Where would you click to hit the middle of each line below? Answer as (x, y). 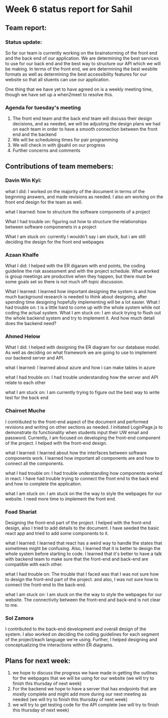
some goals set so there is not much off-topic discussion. (64, 282)
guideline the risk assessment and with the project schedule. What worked (82, 271)
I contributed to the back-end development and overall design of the (76, 629)
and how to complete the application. (43, 484)
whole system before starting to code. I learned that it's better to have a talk (83, 554)
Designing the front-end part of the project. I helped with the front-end (78, 523)
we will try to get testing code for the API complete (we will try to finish (86, 705)
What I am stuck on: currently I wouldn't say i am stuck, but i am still (75, 236)
